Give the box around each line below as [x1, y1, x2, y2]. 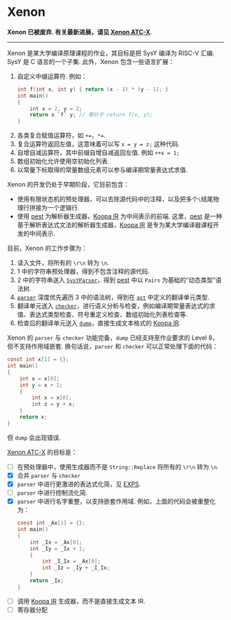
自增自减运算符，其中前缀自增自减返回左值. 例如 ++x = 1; [16, 149, 180, 157]
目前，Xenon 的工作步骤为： [7, 244, 88, 252]
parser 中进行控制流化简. [16, 488, 88, 497]
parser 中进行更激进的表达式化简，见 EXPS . [16, 479, 141, 488]
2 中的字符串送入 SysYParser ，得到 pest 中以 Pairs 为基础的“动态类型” [16, 276, 216, 285]
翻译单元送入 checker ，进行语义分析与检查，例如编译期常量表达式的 [16, 302, 210, 310]
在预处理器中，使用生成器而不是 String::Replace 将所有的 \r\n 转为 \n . [16, 462, 219, 471]
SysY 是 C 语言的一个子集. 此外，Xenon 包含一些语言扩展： [7, 57, 175, 65]
